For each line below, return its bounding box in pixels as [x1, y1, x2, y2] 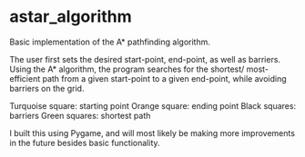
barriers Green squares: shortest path [9, 110, 151, 121]
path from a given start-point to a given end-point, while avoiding [42, 73, 287, 83]
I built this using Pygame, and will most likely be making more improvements [9, 127, 296, 138]
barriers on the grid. [9, 83, 85, 93]
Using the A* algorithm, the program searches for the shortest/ [9, 64, 245, 74]
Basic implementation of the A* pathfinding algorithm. [9, 36, 211, 47]
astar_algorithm [9, 6, 132, 27]
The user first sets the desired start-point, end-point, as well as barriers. [9, 54, 280, 64]
